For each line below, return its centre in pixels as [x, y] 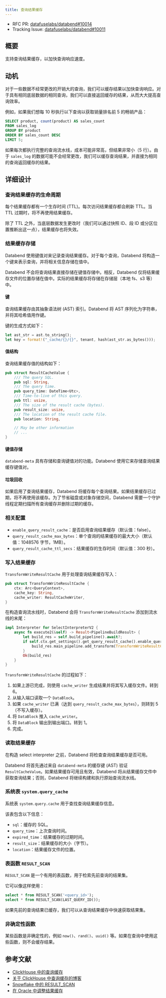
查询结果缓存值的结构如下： [33, 363]
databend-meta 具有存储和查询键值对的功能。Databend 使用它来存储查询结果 [83, 461]
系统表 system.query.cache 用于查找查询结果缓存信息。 [61, 803]
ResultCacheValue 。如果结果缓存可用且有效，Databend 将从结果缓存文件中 [81, 771]
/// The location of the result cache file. [61, 414]
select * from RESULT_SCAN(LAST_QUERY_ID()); [53, 900]
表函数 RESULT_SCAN [28, 863]
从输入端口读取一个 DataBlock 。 [45, 698]
